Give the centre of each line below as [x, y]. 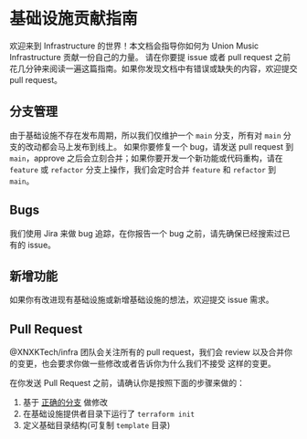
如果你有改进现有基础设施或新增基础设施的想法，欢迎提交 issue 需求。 [142, 300]
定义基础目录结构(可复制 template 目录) [96, 425]
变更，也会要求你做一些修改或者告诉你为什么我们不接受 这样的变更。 [146, 364]
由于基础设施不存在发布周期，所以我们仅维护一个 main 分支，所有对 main [145, 135]
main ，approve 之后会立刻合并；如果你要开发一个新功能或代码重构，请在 [146, 158]
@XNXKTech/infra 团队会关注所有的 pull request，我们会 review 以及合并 [147, 352]
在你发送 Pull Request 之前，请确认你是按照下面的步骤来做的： [127, 383]
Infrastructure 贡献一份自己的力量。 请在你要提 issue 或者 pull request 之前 [150, 57]
